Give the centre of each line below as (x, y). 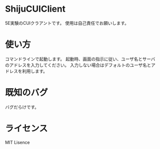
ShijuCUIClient (35, 9)
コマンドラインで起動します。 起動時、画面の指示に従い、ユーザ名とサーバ (80, 59)
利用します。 (35, 71)
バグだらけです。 (22, 107)
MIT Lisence (18, 142)
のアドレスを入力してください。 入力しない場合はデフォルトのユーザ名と (78, 65)
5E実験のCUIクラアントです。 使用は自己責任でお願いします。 (67, 23)
